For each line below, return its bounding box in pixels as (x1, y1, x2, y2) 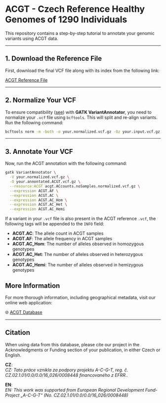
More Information (5, 281, 60, 290)
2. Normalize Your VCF (5, 96, 77, 105)
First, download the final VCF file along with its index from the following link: (5, 68, 160, 73)
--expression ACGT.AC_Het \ (9, 202, 68, 207)
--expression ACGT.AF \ (9, 188, 58, 193)
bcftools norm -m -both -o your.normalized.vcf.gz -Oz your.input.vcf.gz (5, 129, 161, 134)
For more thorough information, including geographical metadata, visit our (5, 294, 156, 300)
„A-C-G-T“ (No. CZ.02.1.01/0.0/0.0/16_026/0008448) (20, 392, 128, 398)
